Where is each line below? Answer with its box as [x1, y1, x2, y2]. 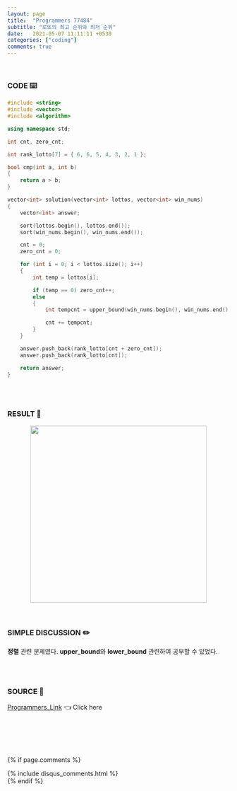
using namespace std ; [7, 125, 71, 132]
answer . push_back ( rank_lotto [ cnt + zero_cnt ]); [20, 345, 162, 352]
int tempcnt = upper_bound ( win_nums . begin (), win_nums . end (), [44, 306, 232, 313]
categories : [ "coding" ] [7, 37, 78, 44]
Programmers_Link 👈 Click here [7, 703, 102, 712]
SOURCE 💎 [7, 686, 44, 696]
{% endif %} [7, 777, 44, 785]
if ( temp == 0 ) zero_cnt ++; [32, 287, 115, 294]
